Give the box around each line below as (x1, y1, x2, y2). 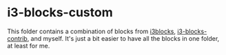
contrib (7, 34, 28, 42)
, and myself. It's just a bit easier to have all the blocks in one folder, (27, 34, 220, 42)
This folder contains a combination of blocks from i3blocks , (7, 27, 176, 35)
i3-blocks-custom (7, 5, 113, 20)
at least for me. (7, 41, 50, 50)
